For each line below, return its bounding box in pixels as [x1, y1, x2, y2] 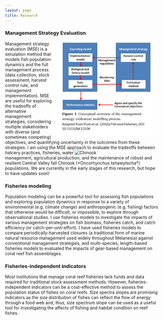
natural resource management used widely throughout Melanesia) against [5, 235, 153, 241]
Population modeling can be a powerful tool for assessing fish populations [5, 194, 154, 200]
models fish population [5, 56, 51, 62]
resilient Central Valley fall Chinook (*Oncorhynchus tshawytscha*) [5, 160, 140, 166]
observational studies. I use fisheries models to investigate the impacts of [5, 215, 153, 220]
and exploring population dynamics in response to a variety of [5, 199, 129, 205]
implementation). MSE [5, 93, 50, 99]
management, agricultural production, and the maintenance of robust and [5, 155, 152, 160]
